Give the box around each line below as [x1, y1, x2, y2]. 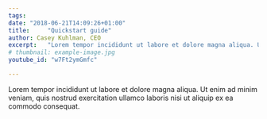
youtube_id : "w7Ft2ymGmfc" [8, 56, 98, 64]
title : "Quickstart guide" [8, 26, 112, 34]
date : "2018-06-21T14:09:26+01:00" [8, 19, 126, 27]
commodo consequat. [8, 101, 80, 111]
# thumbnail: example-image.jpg [8, 48, 115, 56]
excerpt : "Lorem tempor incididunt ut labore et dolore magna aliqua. [8, 41, 254, 49]
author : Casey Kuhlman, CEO [8, 33, 102, 42]
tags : [8, 11, 26, 20]
